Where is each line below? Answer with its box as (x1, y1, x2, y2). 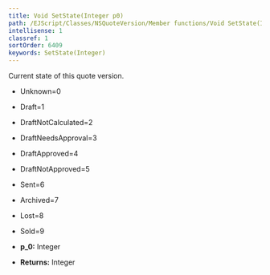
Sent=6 (19, 180, 45, 189)
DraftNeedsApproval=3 (19, 133, 98, 143)
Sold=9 (19, 226, 45, 236)
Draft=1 (19, 102, 45, 111)
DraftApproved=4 (19, 149, 79, 158)
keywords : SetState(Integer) (8, 49, 106, 57)
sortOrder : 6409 (8, 42, 63, 50)
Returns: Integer (19, 257, 76, 267)
